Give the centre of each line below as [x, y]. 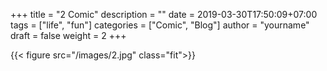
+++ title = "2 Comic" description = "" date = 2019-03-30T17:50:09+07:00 [164, 14]
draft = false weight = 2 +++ [68, 35]
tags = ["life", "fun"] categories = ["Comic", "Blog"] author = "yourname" [160, 25]
